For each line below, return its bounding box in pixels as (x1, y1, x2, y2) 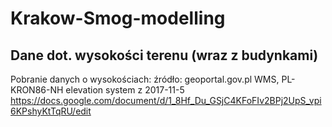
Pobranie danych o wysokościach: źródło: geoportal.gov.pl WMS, (10, 73, 280, 85)
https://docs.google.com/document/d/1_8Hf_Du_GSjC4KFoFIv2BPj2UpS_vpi (10, 95, 322, 106)
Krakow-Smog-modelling (10, 7, 226, 30)
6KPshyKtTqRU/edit (10, 105, 92, 117)
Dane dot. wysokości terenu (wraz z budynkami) (10, 47, 319, 64)
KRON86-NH (10, 84, 64, 96)
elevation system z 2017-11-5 (65, 84, 185, 96)
